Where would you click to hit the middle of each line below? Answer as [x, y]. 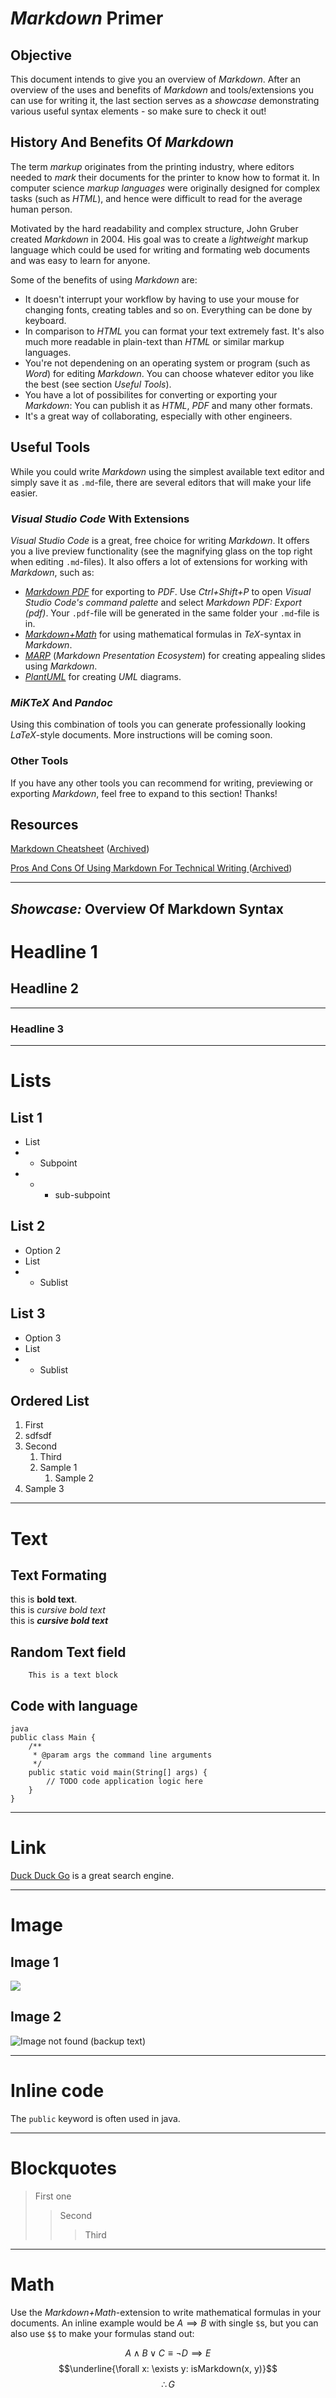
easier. [24, 493]
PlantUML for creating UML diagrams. [103, 676]
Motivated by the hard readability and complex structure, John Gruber [154, 228]
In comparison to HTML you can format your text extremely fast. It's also [174, 331]
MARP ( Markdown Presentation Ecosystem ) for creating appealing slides [175, 655]
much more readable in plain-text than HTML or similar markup [154, 341]
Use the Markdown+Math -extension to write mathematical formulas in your [166, 2312]
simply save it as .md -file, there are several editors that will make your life [161, 482]
